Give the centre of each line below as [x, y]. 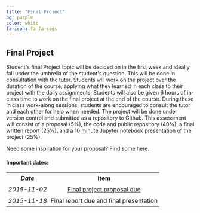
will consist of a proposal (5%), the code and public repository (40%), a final [100, 124]
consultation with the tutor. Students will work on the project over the [91, 80]
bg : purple [20, 17]
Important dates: [27, 162]
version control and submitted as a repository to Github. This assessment [96, 118]
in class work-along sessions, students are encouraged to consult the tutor [98, 105]
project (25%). [24, 137]
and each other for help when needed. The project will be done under [92, 112]
